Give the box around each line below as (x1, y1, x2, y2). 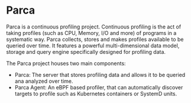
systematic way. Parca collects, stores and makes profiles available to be (6, 36, 184, 43)
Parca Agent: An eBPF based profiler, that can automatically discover (14, 83, 183, 91)
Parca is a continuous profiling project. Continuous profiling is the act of (6, 23, 182, 30)
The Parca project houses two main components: (6, 60, 126, 67)
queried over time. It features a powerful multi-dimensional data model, (6, 42, 180, 49)
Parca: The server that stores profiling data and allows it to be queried (14, 71, 186, 78)
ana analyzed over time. (14, 78, 73, 85)
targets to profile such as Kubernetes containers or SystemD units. (14, 90, 177, 97)
